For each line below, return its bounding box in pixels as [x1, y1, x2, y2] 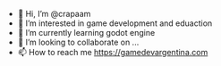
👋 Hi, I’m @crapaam [17, 9, 91, 19]
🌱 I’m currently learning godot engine [17, 28, 156, 37]
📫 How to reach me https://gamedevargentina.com [17, 47, 208, 57]
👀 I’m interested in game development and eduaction [17, 18, 213, 29]
